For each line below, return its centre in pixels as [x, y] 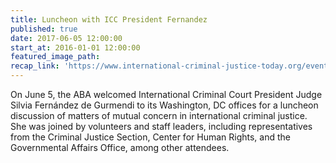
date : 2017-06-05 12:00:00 [66, 38]
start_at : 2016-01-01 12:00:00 [75, 47]
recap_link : [35, 66]
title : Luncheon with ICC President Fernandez [109, 19]
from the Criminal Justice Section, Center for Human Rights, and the [150, 137]
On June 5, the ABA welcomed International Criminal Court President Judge [166, 94]
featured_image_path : [55, 57]
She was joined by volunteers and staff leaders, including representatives [161, 126]
